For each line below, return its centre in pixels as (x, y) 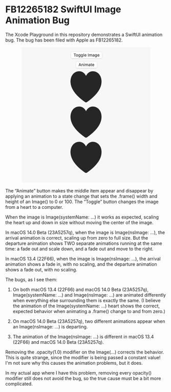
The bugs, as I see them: (31, 279)
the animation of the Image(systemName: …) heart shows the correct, (86, 306)
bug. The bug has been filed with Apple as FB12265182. (64, 40)
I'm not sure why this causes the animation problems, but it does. (74, 363)
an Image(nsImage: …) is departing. (50, 326)
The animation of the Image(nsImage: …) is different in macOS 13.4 (83, 337)
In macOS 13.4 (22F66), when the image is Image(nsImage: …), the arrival (83, 259)
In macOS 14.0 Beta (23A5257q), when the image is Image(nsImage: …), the (85, 232)
